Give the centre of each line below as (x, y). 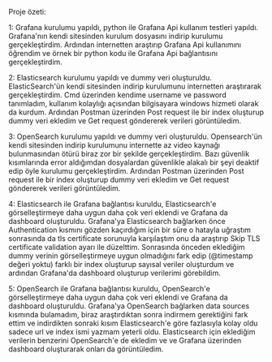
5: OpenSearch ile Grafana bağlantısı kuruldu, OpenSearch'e (110, 289)
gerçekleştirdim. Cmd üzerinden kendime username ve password (117, 95)
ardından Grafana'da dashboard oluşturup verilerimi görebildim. (114, 273)
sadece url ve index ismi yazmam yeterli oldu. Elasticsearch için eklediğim (132, 332)
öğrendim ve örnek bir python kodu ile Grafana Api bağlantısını (113, 53)
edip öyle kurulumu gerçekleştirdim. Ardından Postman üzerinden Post (126, 171)
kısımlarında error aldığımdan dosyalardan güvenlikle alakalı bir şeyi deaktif (134, 162)
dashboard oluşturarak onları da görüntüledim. (86, 349)
